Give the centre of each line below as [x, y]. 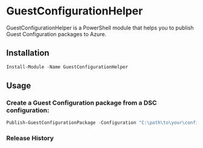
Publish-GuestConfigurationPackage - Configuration [71, 123]
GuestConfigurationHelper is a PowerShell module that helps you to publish [100, 28]
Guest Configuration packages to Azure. [56, 34]
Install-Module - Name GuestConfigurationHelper [67, 67]
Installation [28, 53]
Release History [30, 138]
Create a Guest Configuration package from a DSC [82, 102]
